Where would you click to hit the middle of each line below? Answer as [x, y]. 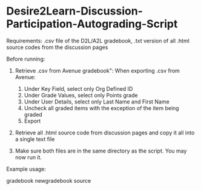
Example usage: [26, 169]
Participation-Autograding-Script [92, 24]
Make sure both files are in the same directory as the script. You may [101, 151]
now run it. [28, 157]
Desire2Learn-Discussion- [75, 11]
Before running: [26, 59]
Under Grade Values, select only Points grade [81, 95]
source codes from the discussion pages [57, 47]
